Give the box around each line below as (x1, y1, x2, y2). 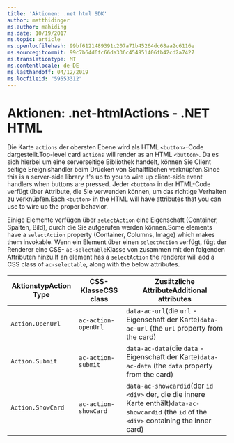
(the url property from (149, 324, 224, 333)
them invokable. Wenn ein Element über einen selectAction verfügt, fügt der (7, 238, 227, 246)
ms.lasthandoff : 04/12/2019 (7, 68, 89, 75)
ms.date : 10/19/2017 (7, 29, 68, 37)
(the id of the (163, 407, 208, 417)
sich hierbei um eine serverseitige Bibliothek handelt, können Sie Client (7, 158, 211, 166)
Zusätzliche (155, 277, 195, 287)
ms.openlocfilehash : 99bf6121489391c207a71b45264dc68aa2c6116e (7, 43, 195, 50)
